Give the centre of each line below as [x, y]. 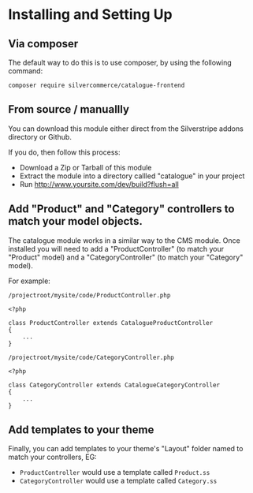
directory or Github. [40, 136]
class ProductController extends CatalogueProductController [111, 323]
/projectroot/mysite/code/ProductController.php [89, 295]
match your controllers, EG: [52, 457]
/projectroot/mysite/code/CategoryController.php [91, 357]
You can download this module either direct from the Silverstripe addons [126, 129]
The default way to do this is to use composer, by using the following [120, 62]
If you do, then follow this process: [64, 152]
